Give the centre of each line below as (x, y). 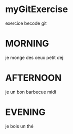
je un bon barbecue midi (31, 92)
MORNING (27, 44)
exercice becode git (26, 23)
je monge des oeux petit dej (34, 57)
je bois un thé (20, 126)
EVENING (25, 112)
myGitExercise (37, 9)
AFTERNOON (33, 78)
